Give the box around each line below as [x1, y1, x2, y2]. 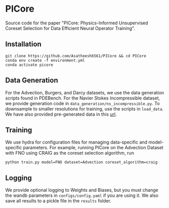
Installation [5, 40, 42, 49]
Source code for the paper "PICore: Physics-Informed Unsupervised [5, 20, 148, 26]
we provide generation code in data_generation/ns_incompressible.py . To [5, 100, 160, 107]
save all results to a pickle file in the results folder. [5, 198, 112, 204]
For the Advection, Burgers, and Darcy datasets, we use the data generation [5, 89, 164, 95]
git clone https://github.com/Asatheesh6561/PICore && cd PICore [5, 53, 146, 58]
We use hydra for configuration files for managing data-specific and [5, 139, 148, 145]
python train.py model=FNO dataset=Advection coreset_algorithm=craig [5, 160, 158, 165]
